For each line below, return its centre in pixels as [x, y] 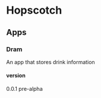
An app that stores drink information [51, 62]
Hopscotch [34, 10]
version [16, 75]
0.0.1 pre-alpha [25, 89]
